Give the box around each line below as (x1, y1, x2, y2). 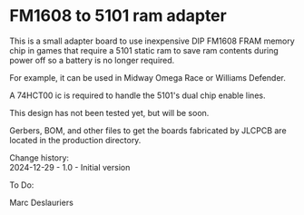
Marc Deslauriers (9, 197, 74, 208)
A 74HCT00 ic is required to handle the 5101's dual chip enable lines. (9, 90, 266, 101)
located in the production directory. (9, 134, 142, 145)
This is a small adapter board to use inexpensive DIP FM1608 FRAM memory (9, 35, 295, 46)
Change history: (9, 151, 70, 163)
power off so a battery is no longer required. (9, 54, 175, 65)
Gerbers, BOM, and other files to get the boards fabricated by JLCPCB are (9, 124, 288, 136)
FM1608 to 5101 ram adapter (9, 5, 227, 26)
